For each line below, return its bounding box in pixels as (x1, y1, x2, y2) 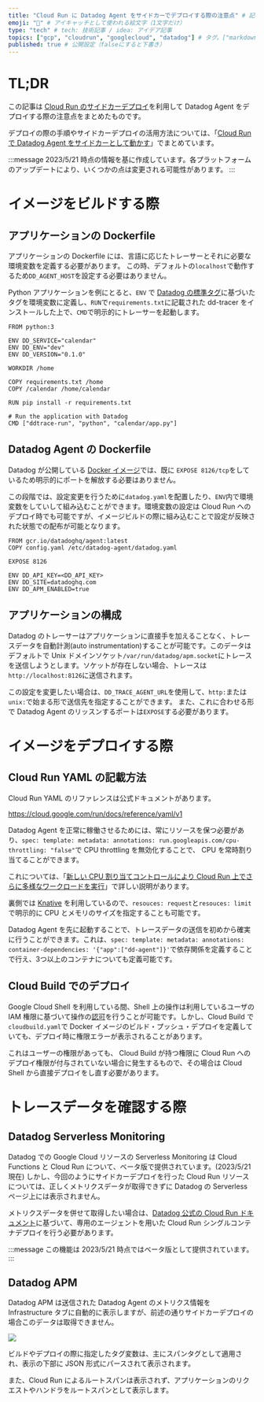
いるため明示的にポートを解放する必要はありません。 (8, 475, 181, 484)
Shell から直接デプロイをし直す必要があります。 (8, 1067, 163, 1077)
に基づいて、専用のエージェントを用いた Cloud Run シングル (35, 1218, 231, 1227)
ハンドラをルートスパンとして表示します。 (35, 1385, 173, 1395)
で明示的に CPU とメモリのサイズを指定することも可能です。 (8, 908, 205, 917)
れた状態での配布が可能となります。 (8, 521, 125, 531)
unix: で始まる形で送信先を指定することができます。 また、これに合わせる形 (8, 697, 255, 706)
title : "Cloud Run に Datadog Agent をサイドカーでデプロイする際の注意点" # (8, 11, 246, 20)
